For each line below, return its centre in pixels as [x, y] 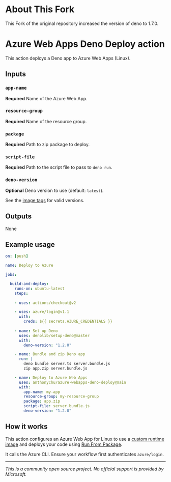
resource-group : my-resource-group [61, 396]
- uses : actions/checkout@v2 [45, 303]
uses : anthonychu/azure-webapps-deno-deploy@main [72, 382]
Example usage [30, 245]
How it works [26, 427]
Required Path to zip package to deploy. [48, 145]
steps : [21, 293]
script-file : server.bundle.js [57, 406]
